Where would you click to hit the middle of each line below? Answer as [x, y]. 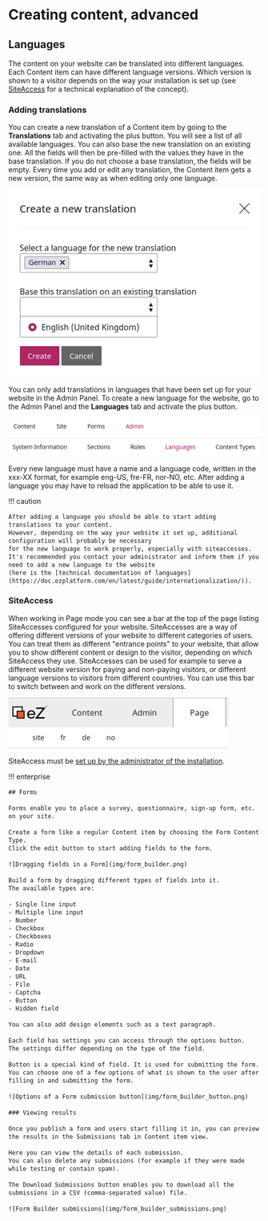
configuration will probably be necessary [80, 541]
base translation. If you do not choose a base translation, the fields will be [130, 161]
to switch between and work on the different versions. [97, 686]
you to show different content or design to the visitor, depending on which [130, 652]
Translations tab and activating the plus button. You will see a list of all [125, 136]
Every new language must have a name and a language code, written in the [132, 468]
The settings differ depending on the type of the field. [107, 1048]
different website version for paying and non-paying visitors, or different [127, 669]
